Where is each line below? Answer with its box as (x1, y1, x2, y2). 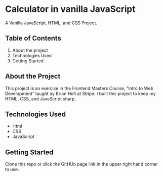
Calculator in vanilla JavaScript (5, 3, 136, 15)
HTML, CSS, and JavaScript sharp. (5, 95, 76, 102)
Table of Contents (5, 34, 62, 43)
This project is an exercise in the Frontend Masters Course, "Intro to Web (5, 85, 154, 91)
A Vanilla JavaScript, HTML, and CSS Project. (5, 20, 98, 26)
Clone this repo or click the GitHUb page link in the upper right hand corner (5, 161, 158, 167)
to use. (5, 167, 19, 173)
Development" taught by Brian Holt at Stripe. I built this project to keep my (5, 90, 156, 96)
